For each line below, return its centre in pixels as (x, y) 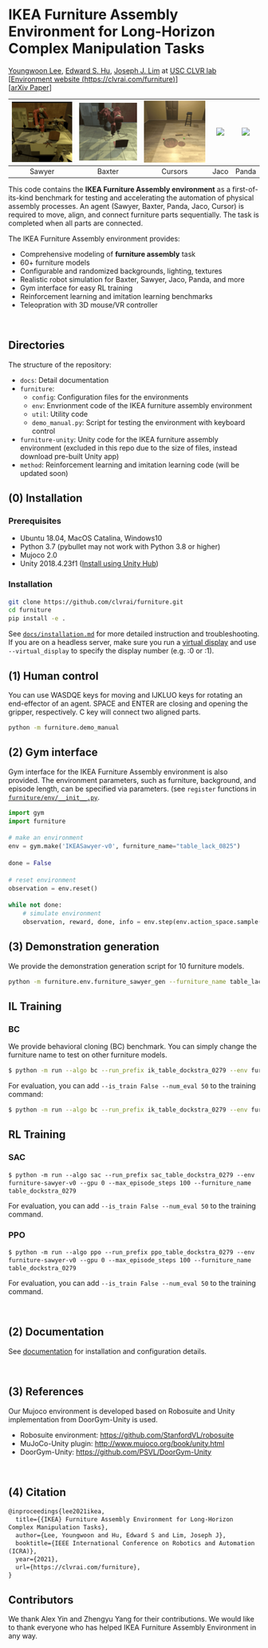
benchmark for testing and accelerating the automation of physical (144, 198)
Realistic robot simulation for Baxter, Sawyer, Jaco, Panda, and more (132, 279)
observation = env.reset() (53, 888)
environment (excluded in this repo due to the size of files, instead (128, 447)
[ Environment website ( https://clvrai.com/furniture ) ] (93, 79)
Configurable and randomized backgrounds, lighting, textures (121, 271)
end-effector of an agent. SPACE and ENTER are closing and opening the (128, 703)
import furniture (37, 821)
